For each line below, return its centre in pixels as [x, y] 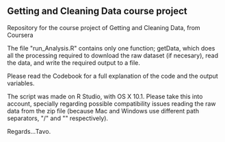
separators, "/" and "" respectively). [57, 118]
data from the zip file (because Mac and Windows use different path [103, 111]
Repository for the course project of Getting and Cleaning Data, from [104, 27]
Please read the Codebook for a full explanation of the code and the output [113, 76]
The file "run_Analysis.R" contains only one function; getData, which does [111, 48]
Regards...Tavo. [29, 131]
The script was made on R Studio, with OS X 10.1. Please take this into [105, 96]
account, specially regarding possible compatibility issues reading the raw [112, 103]
